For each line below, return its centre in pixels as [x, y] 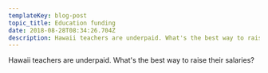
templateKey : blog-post [48, 15]
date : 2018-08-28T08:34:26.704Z [62, 30]
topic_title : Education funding [62, 23]
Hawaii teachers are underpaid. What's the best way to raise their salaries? [132, 60]
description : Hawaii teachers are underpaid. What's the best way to [126, 38]
